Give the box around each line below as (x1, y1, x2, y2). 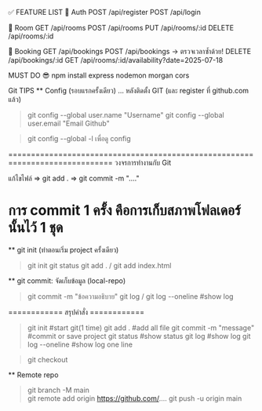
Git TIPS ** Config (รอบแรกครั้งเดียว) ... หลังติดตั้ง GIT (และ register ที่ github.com (8, 86, 249, 95)
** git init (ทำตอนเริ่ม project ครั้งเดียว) (8, 245, 119, 254)
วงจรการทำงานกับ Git (114, 158, 171, 167)
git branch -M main (27, 385, 90, 395)
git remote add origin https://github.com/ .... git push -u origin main (27, 393, 242, 403)
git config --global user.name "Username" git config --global (27, 111, 225, 119)
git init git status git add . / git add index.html (27, 260, 172, 270)
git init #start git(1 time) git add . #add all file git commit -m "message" (27, 322, 255, 333)
